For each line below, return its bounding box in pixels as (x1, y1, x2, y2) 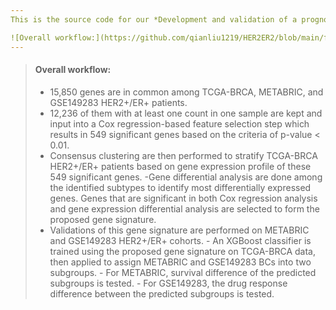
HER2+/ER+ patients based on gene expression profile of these (49, 160, 312, 172)
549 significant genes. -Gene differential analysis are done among (49, 171, 323, 183)
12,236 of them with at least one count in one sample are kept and (49, 107, 323, 119)
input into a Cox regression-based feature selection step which (49, 117, 310, 130)
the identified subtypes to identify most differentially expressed (49, 181, 312, 193)
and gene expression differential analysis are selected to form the (49, 202, 320, 215)
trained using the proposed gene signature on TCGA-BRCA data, (49, 245, 317, 257)
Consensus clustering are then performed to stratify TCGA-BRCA (49, 149, 318, 161)
